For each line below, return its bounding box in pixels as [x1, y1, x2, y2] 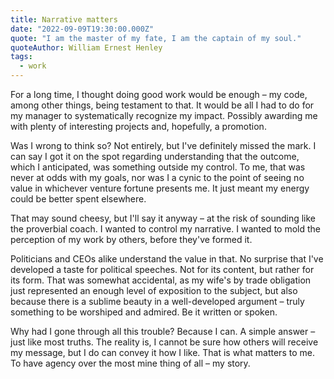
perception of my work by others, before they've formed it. [10, 234, 253, 245]
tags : [10, 52, 33, 62]
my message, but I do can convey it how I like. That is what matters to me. [10, 347, 315, 358]
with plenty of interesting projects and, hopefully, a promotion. [10, 121, 267, 132]
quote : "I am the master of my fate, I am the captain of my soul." [10, 33, 302, 43]
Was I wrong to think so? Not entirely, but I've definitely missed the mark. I [10, 140, 317, 151]
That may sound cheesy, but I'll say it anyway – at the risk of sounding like [10, 212, 316, 224]
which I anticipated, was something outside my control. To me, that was [10, 161, 306, 173]
